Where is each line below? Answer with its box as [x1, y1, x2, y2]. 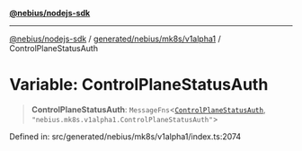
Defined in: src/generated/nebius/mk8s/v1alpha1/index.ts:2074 [9, 130, 242, 142]
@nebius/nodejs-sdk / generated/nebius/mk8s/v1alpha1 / [9, 33, 222, 44]
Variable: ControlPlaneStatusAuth [9, 75, 269, 95]
